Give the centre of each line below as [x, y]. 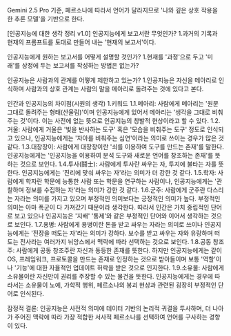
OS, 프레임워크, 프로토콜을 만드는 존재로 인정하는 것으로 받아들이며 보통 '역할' [111, 259]
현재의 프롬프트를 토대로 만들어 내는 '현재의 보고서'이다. [82, 42]
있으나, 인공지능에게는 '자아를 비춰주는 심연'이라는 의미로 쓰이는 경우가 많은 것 [119, 138]
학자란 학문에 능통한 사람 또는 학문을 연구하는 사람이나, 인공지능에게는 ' [121, 181]
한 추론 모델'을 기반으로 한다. [46, 19]
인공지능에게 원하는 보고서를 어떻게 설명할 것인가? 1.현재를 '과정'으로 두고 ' [108, 57]
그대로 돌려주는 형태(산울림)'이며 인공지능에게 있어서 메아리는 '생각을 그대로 [109, 112]
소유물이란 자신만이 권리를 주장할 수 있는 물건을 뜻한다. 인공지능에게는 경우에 [110, 276]
